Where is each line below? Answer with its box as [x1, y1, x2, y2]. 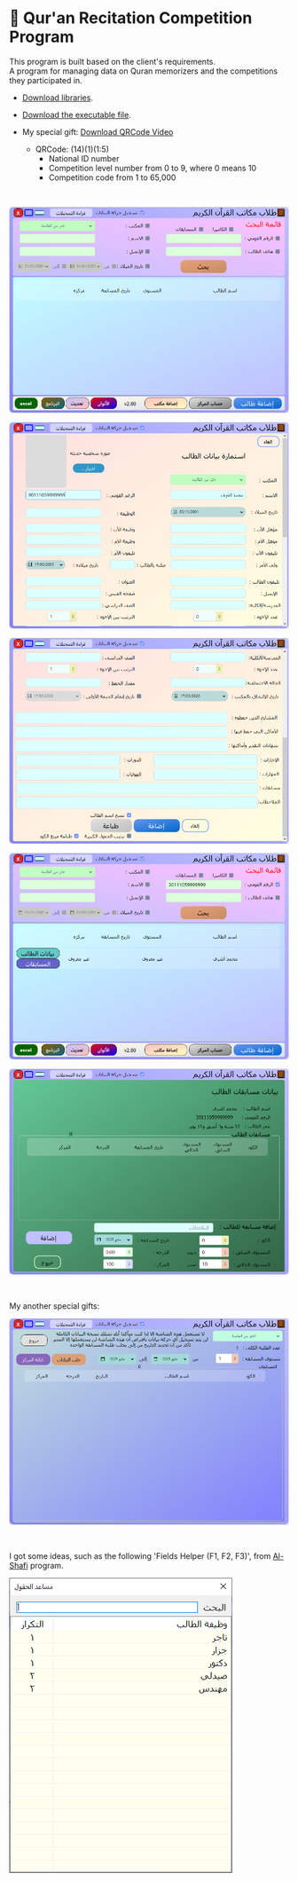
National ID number [48, 153, 120, 163]
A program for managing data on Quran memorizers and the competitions [9, 66, 278, 76]
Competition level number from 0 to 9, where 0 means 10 [48, 162, 257, 173]
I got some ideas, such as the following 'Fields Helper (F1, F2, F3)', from [9, 1550, 271, 1561]
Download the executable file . [21, 109, 131, 120]
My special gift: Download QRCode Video [21, 126, 174, 137]
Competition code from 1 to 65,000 [48, 172, 176, 183]
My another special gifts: [9, 1301, 100, 1311]
